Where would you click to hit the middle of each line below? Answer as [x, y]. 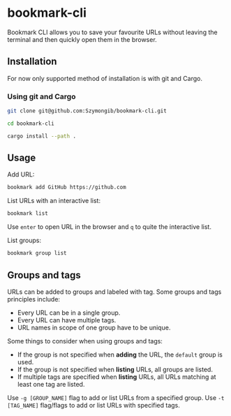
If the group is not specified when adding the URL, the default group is [120, 355]
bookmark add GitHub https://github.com [67, 187]
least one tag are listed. [51, 384]
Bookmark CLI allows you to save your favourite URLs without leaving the [112, 32]
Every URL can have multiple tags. [67, 320]
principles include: [34, 299]
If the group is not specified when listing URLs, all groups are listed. [115, 369]
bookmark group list [37, 253]
